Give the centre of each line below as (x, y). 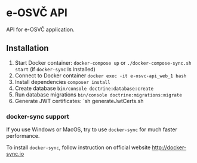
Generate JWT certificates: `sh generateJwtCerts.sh (79, 101)
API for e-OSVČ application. (40, 29)
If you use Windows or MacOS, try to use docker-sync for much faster (92, 129)
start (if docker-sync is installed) (55, 69)
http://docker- (169, 147)
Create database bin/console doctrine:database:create (84, 88)
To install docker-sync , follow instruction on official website (79, 147)
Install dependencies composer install (62, 81)
